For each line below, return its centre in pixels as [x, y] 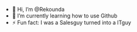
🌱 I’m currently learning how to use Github [65, 16]
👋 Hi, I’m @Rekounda [38, 9]
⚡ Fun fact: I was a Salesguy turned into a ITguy [72, 22]
